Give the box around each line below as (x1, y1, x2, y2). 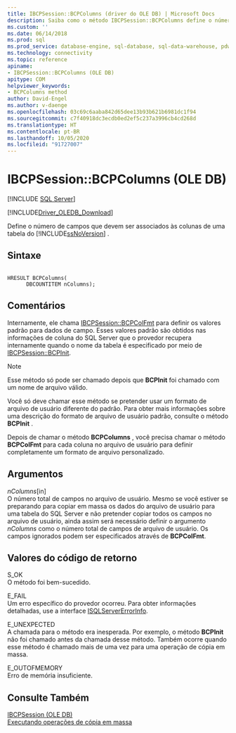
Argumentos (7, 469, 63, 480)
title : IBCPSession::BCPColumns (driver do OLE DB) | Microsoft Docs (7, 10, 216, 18)
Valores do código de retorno (7, 552, 138, 563)
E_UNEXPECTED (7, 620, 55, 629)
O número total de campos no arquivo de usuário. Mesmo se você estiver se (7, 494, 228, 503)
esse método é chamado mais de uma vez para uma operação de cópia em (7, 643, 225, 651)
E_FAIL (7, 592, 27, 600)
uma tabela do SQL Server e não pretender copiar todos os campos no (7, 509, 212, 518)
